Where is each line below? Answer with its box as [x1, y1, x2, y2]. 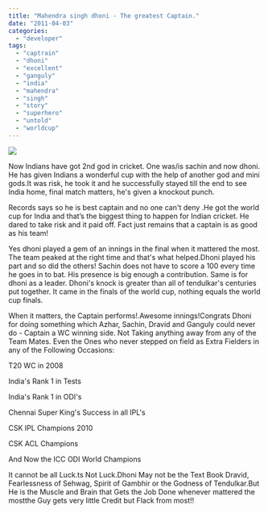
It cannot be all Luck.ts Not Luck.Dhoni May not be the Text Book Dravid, [8, 470, 249, 479]
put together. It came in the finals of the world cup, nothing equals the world [8, 287, 261, 296]
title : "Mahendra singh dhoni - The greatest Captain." [8, 11, 200, 20]
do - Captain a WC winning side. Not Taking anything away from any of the [8, 328, 257, 337]
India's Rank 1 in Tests [8, 376, 82, 386]
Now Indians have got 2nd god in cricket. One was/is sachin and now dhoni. [8, 161, 261, 171]
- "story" [15, 101, 48, 110]
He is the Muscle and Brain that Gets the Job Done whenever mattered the [8, 486, 255, 496]
